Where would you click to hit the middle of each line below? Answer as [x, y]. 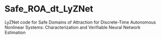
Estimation [15, 32]
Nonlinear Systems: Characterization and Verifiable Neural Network [72, 27]
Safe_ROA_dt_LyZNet [49, 9]
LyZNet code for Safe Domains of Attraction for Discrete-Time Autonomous [80, 22]
